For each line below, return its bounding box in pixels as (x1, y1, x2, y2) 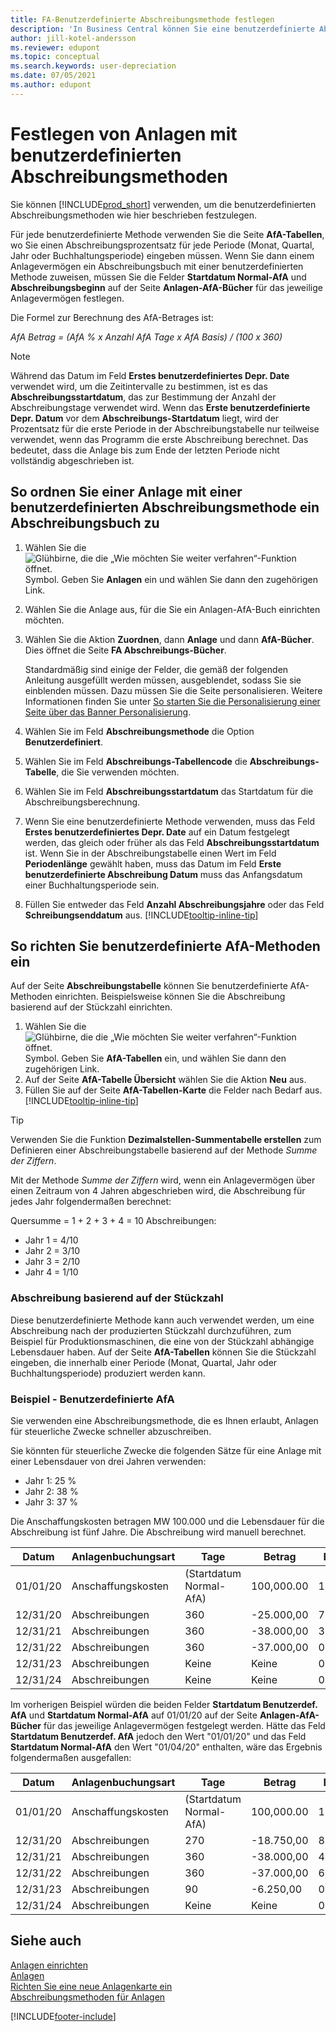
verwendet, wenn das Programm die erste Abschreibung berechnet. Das (10, 433, 309, 445)
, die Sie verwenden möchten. (56, 766, 180, 778)
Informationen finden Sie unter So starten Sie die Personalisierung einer (24, 695, 321, 707)
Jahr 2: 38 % (24, 1485, 79, 1497)
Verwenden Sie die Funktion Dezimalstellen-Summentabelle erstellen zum (10, 1134, 322, 1146)
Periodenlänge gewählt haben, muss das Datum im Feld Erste (24, 857, 282, 870)
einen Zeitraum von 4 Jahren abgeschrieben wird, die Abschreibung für (10, 1185, 306, 1197)
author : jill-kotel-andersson (10, 33, 137, 43)
